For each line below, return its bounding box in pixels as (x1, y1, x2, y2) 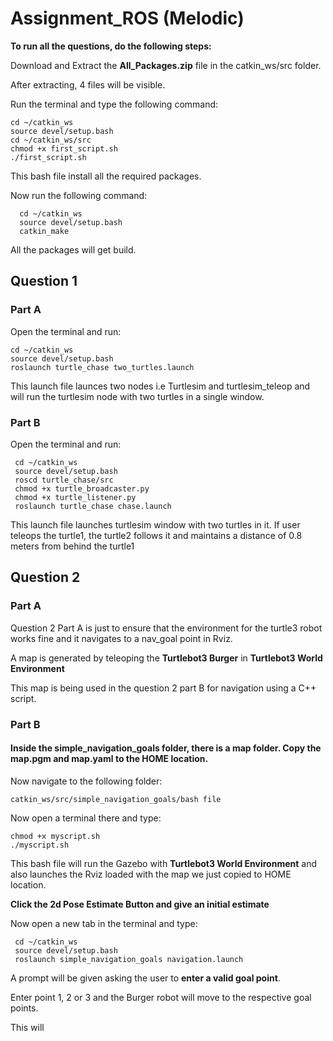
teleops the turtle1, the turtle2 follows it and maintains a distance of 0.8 (10, 529, 303, 541)
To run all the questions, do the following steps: (10, 40, 212, 52)
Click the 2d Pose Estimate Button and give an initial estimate (10, 898, 270, 910)
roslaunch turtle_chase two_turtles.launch (10, 362, 195, 372)
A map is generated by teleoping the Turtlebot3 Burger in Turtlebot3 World (10, 652, 323, 664)
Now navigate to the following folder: (10, 775, 163, 787)
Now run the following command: (10, 189, 148, 201)
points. (10, 1002, 39, 1014)
